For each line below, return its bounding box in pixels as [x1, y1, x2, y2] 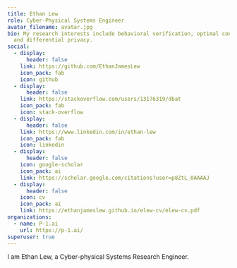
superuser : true [7, 233, 55, 240]
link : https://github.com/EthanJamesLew [20, 63, 140, 70]
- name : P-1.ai [13, 220, 59, 227]
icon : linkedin [20, 142, 65, 149]
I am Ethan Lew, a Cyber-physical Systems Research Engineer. [7, 252, 189, 261]
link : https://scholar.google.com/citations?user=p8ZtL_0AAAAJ [20, 174, 210, 181]
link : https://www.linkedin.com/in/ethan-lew [20, 128, 157, 135]
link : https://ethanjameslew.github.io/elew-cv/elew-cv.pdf [20, 207, 200, 214]
